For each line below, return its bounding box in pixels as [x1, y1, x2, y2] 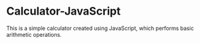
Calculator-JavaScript [6, 4, 121, 18]
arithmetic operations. [6, 31, 62, 38]
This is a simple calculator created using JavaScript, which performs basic [6, 24, 194, 32]
